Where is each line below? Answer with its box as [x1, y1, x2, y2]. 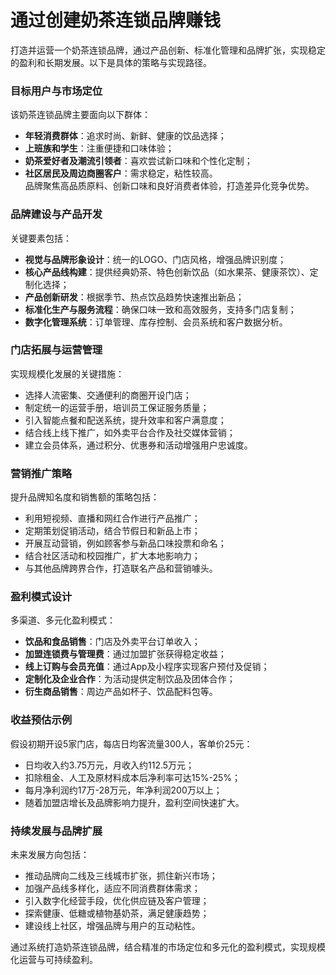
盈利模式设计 [10, 590, 73, 604]
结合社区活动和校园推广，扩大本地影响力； [24, 550, 201, 562]
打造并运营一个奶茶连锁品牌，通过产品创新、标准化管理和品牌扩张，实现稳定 [10, 44, 326, 56]
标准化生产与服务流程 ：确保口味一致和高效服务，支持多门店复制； [24, 303, 297, 315]
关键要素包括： [10, 232, 72, 244]
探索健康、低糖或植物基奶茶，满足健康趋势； [24, 907, 210, 920]
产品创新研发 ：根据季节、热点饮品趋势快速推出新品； [24, 291, 245, 303]
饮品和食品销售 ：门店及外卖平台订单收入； [24, 636, 201, 648]
